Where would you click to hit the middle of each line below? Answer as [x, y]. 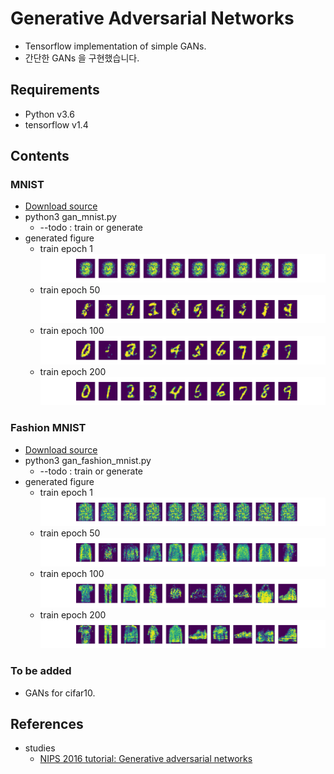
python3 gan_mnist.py [70, 217]
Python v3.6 [49, 114]
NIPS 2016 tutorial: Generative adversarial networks [146, 759]
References [47, 724]
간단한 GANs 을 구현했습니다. [82, 58]
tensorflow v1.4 [56, 124]
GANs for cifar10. [60, 693]
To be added [41, 671]
